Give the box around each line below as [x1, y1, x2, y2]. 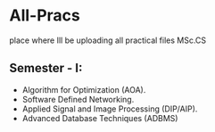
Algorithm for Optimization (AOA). [21, 84, 146, 95]
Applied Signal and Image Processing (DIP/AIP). [21, 103, 198, 114]
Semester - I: [9, 61, 83, 76]
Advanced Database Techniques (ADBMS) [21, 112, 178, 123]
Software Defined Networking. [21, 94, 135, 104]
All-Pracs [9, 5, 80, 26]
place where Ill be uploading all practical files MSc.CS [9, 35, 207, 45]
